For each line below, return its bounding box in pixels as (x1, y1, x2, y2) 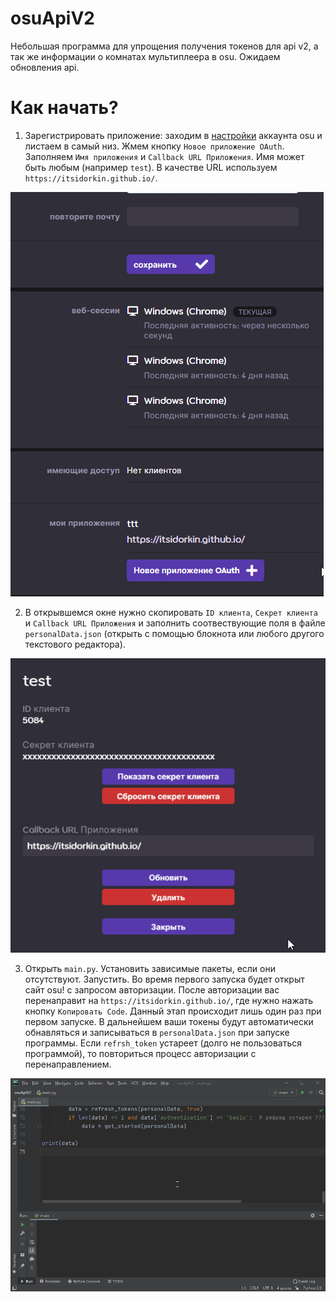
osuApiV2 (10, 7, 95, 30)
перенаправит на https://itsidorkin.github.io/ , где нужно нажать (24, 995, 314, 1007)
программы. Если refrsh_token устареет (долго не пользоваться (24, 1037, 302, 1049)
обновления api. (10, 61, 80, 73)
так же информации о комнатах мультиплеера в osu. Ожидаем (10, 50, 281, 62)
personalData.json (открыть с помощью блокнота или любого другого (24, 627, 325, 639)
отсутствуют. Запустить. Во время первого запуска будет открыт (24, 973, 305, 986)
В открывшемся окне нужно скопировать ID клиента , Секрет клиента (24, 606, 318, 618)
